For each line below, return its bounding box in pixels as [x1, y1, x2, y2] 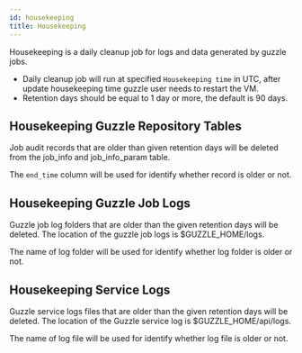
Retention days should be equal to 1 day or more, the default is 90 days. [22, 92, 289, 104]
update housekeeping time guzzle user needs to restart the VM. [22, 83, 259, 94]
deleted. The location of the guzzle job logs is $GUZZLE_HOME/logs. [9, 229, 265, 240]
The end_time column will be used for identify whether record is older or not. [9, 169, 292, 180]
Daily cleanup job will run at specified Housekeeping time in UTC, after [22, 73, 281, 84]
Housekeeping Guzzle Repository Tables [9, 118, 243, 133]
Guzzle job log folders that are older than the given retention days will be [9, 220, 279, 231]
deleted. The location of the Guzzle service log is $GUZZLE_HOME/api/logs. [9, 315, 292, 326]
